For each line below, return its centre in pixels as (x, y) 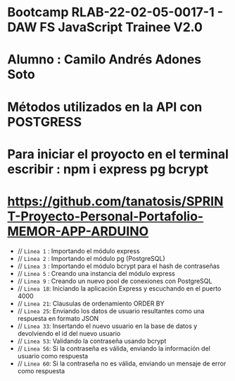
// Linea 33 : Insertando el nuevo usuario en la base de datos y (107, 326)
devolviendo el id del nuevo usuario (69, 333)
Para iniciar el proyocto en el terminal (118, 154)
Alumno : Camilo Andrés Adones (104, 60)
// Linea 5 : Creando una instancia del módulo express (96, 273)
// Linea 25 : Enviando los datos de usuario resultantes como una (111, 310)
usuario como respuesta (53, 356)
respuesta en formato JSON (58, 318)
